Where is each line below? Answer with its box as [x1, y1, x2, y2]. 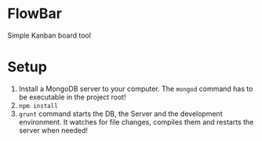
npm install [18, 102, 58, 110]
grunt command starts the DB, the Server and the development [18, 109, 223, 118]
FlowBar [7, 5, 62, 23]
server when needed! [18, 125, 88, 135]
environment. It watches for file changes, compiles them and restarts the [18, 117, 254, 126]
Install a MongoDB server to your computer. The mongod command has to [18, 84, 253, 93]
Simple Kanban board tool [7, 31, 92, 40]
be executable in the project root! [18, 92, 126, 102]
